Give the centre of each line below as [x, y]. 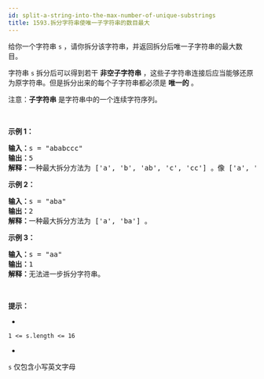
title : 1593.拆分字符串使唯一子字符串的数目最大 [79, 23]
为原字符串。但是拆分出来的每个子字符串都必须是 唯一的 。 [103, 83]
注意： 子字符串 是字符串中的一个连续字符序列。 [85, 99]
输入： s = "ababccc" [46, 148]
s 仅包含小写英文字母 [42, 366]
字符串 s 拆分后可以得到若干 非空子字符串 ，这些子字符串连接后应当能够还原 [131, 72]
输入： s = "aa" [35, 254]
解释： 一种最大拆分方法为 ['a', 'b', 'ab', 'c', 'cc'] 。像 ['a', [129, 167]
